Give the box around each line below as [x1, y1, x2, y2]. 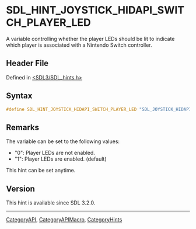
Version [6, 183, 35, 193]
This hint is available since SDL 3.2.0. [6, 199, 96, 206]
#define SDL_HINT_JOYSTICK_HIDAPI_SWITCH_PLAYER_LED [6, 106, 137, 112]
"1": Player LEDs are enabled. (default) [14, 155, 107, 162]
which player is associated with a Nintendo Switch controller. [6, 41, 153, 48]
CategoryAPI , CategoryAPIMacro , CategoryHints [6, 216, 123, 223]
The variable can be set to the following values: [6, 138, 120, 145]
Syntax [6, 91, 33, 101]
